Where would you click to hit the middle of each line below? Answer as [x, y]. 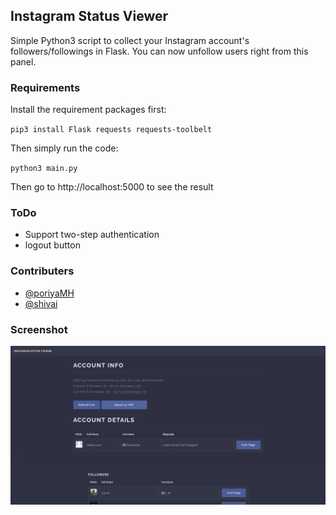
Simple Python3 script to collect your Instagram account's [130, 40]
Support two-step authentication [92, 235]
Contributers [42, 271]
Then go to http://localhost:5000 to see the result [112, 187]
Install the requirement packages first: [88, 110]
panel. [23, 61]
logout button [52, 245]
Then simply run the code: [64, 148]
